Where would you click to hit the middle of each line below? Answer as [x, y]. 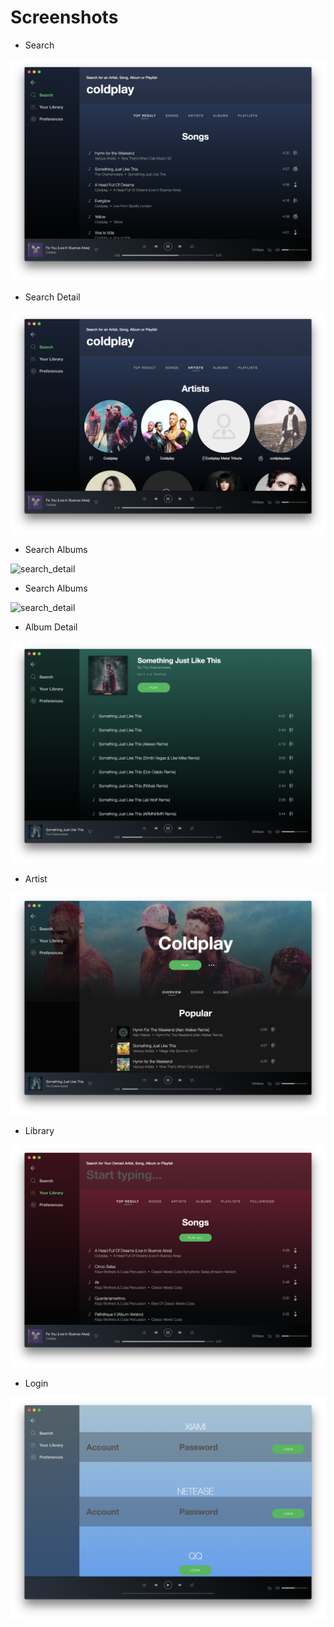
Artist [36, 879]
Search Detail [52, 297]
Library [39, 1131]
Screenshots [64, 17]
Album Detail [51, 627]
